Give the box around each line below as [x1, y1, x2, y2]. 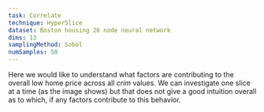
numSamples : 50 [8, 48, 58, 56]
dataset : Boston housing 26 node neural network [8, 26, 171, 34]
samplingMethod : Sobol [8, 41, 83, 49]
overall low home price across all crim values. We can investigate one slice [8, 78, 251, 88]
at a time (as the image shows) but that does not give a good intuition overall [8, 87, 257, 95]
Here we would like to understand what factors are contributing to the [8, 70, 234, 79]
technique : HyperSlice [8, 19, 83, 27]
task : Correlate [8, 11, 61, 20]
